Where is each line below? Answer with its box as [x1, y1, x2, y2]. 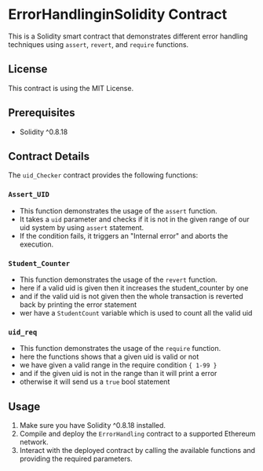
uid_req [8, 327, 38, 337]
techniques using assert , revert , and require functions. [8, 39, 189, 49]
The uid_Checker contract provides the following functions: [8, 170, 199, 180]
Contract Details [8, 149, 90, 162]
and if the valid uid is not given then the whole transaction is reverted [19, 291, 243, 301]
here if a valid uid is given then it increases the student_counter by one [19, 283, 249, 292]
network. [19, 437, 49, 447]
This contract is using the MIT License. [8, 83, 134, 93]
